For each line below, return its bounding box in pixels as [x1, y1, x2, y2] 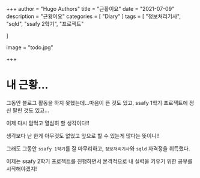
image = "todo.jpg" [6, 44, 53, 51]
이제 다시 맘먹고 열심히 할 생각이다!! [6, 119, 89, 126]
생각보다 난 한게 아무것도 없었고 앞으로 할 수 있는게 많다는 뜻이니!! [6, 132, 160, 139]
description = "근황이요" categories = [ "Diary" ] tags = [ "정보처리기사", [6, 13, 181, 20]
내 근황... [6, 79, 49, 92]
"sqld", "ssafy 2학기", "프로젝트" [6, 20, 84, 27]
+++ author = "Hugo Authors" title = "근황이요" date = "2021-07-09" [6, 5, 175, 12]
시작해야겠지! [6, 165, 37, 172]
